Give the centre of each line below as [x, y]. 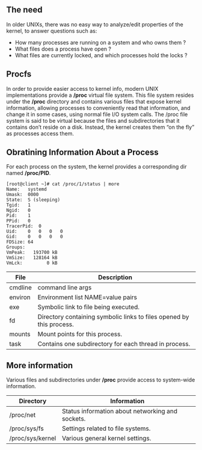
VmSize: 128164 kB [32, 258]
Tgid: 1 [19, 205]
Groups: [16, 247]
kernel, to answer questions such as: [52, 31]
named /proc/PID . [29, 173]
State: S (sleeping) [33, 200]
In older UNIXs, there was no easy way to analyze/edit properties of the [95, 24]
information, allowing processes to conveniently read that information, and [98, 108]
